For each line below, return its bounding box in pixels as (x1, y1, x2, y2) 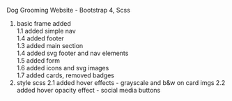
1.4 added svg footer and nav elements (16, 49, 129, 57)
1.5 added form (16, 56, 61, 65)
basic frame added (16, 20, 71, 27)
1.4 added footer (16, 34, 64, 42)
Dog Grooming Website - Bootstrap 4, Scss (6, 6, 130, 14)
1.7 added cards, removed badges (16, 71, 114, 79)
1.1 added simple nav (16, 27, 76, 35)
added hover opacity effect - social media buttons (16, 86, 161, 94)
